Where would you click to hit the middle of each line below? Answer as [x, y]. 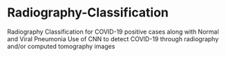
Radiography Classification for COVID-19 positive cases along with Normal [113, 32]
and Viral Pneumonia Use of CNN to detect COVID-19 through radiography [113, 38]
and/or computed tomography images [61, 46]
